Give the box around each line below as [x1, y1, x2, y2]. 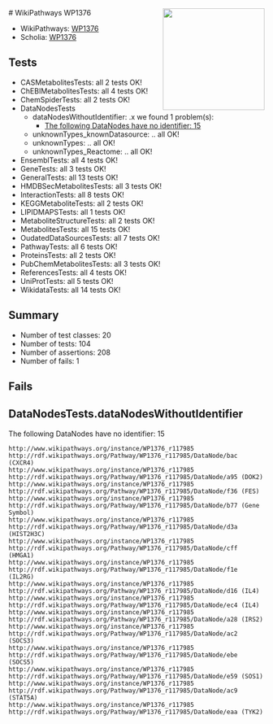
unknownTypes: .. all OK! [32, 137, 115, 147]
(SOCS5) [8, 658, 35, 666]
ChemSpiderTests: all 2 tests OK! [19, 94, 131, 104]
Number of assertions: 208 [19, 347, 111, 357]
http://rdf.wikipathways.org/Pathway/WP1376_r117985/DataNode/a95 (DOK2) [8, 473, 264, 481]
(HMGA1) [8, 551, 35, 560]
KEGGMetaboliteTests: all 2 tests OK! [19, 198, 144, 208]
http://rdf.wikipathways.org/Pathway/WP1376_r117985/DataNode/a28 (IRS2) [8, 615, 264, 623]
